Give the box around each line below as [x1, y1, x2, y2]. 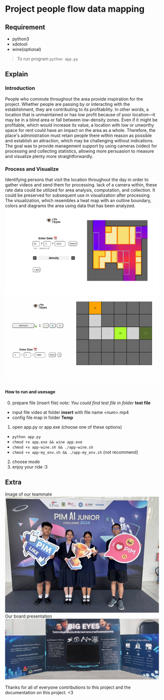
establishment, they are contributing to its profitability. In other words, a [5, 106, 149, 112]
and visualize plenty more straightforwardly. [5, 153, 94, 159]
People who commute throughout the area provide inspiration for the [5, 96, 143, 102]
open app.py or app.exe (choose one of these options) [12, 424, 122, 430]
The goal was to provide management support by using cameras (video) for [5, 143, 157, 149]
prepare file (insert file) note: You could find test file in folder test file [12, 400, 151, 406]
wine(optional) [12, 47, 41, 52]
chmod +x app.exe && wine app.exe [12, 440, 82, 444]
